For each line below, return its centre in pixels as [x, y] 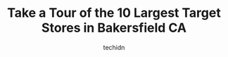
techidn [114, 47]
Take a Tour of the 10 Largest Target [114, 13]
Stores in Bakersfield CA [114, 28]
